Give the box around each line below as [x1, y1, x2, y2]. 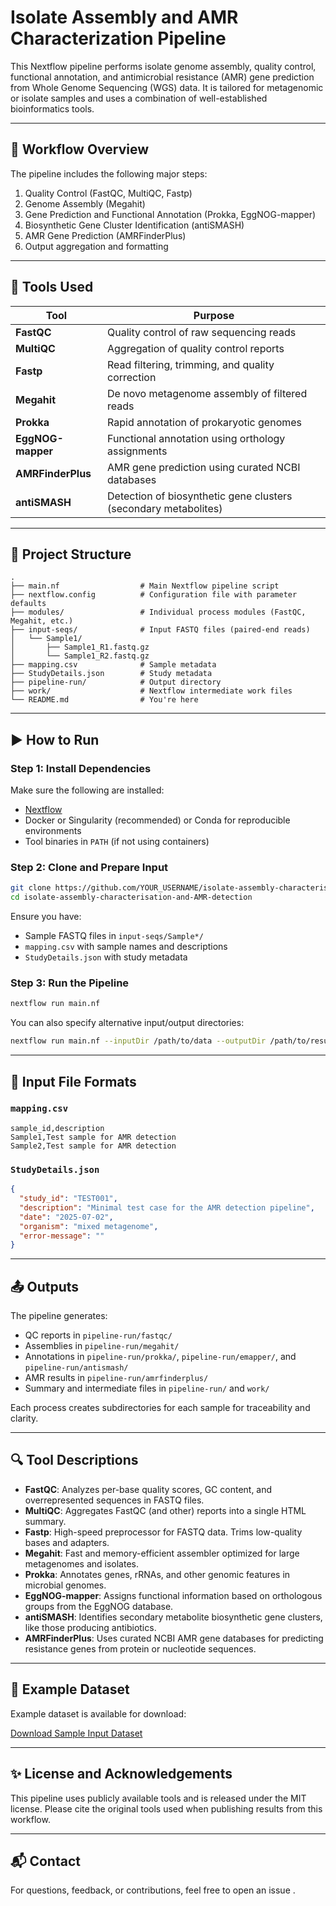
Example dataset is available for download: [10, 1707, 187, 1720]
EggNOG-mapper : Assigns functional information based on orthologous [24, 1589, 323, 1601]
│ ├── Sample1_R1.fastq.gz [10, 642, 150, 653]
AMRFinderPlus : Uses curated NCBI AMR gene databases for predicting [24, 1632, 324, 1644]
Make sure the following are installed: [10, 784, 165, 796]
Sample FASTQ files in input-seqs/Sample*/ [24, 930, 204, 942]
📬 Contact [10, 1852, 81, 1870]
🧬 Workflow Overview [10, 141, 150, 158]
